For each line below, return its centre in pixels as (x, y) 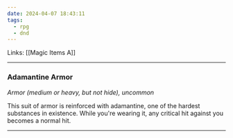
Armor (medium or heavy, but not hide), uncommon (81, 92)
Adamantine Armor (40, 77)
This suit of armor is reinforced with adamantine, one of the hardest (104, 105)
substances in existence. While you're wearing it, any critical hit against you (115, 113)
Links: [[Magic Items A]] (42, 53)
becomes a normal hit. (39, 120)
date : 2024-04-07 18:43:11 (46, 14)
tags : (15, 20)
